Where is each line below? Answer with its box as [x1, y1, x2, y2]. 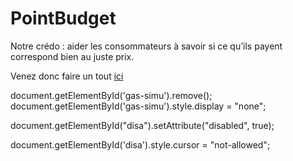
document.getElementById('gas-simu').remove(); [10, 89, 213, 101]
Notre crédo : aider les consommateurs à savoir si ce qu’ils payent [10, 40, 283, 52]
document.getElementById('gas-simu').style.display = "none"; [10, 100, 267, 112]
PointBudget [10, 7, 117, 30]
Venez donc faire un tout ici [10, 70, 124, 82]
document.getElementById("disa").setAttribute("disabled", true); [10, 119, 275, 131]
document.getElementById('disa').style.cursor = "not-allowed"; [10, 138, 271, 151]
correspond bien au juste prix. [10, 50, 135, 62]
